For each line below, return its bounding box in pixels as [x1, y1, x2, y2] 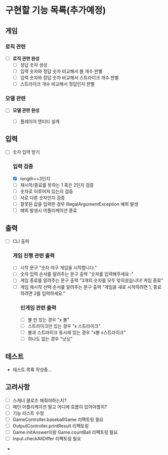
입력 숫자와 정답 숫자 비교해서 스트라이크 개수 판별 [20, 75, 119, 81]
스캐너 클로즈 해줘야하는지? [12, 397, 67, 403]
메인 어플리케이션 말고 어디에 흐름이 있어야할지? [12, 404, 107, 410]
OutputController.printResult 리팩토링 [12, 423, 89, 429]
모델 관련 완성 [12, 107, 39, 113]
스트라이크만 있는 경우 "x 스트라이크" [27, 323, 101, 329]
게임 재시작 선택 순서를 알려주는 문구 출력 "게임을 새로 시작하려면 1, [20, 284, 152, 290]
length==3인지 [20, 175, 51, 181]
